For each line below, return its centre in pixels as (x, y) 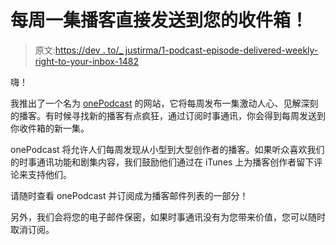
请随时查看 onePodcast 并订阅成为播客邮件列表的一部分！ (129, 195)
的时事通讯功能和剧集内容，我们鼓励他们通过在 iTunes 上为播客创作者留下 (162, 162)
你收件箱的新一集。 (50, 128)
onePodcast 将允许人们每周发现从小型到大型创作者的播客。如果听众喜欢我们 (167, 149)
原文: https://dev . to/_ (78, 50)
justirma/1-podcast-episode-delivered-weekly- (221, 50)
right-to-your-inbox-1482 (86, 61)
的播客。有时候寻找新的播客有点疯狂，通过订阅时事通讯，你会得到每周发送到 (168, 115)
